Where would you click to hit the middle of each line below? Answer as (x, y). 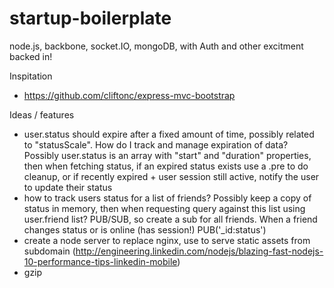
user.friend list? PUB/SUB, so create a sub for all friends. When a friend (170, 219)
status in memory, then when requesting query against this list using (164, 208)
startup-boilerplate (90, 18)
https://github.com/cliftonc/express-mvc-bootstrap (129, 95)
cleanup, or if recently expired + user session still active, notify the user (171, 176)
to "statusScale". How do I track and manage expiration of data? (156, 144)
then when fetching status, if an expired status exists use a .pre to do (166, 166)
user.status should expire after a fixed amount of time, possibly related (169, 134)
